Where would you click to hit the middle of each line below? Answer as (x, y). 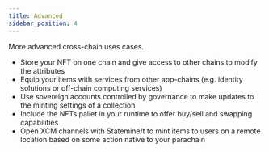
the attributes (42, 70)
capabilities (39, 122)
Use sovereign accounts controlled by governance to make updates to (137, 96)
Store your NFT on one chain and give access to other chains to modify (139, 62)
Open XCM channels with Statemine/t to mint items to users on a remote (140, 131)
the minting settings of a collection (78, 105)
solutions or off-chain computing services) (91, 88)
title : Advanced (36, 16)
